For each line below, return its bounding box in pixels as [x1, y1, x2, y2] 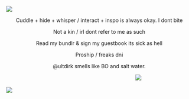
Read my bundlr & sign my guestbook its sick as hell [36, 40, 162, 47]
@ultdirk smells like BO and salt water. [53, 63, 146, 69]
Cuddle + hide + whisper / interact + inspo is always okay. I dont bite [15, 17, 183, 24]
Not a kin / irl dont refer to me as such [53, 28, 146, 35]
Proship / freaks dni [75, 51, 123, 58]
